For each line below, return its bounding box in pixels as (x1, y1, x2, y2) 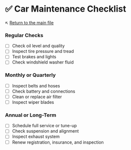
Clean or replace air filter (12, 94, 62, 100)
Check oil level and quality (12, 43, 65, 49)
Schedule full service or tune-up (12, 123, 77, 129)
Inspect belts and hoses (12, 83, 60, 88)
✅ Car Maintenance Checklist (5, 3, 126, 15)
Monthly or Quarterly (5, 72, 56, 79)
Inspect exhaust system (12, 133, 60, 139)
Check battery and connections (12, 88, 75, 94)
